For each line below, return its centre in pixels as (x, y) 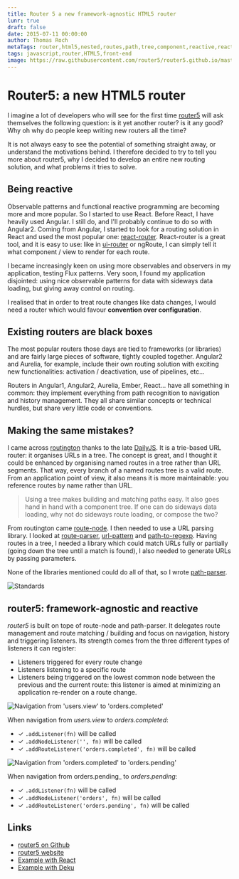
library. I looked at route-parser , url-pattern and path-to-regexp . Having (112, 536)
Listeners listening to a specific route (72, 669)
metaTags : (22, 47)
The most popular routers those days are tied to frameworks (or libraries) (115, 349)
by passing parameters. (42, 559)
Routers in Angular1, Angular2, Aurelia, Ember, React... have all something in (118, 386)
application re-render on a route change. (77, 692)
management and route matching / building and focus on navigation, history (118, 633)
